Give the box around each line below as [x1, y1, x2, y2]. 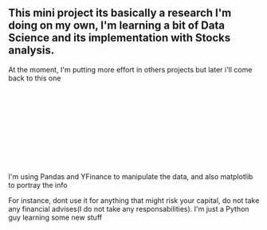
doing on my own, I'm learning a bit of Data [8, 19, 226, 33]
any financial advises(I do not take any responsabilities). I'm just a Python [8, 204, 249, 213]
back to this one [8, 73, 61, 83]
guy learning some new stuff [8, 212, 102, 222]
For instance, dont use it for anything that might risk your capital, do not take [8, 195, 260, 205]
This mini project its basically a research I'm [8, 6, 232, 20]
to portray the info [8, 180, 68, 189]
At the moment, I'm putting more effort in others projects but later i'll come [8, 64, 253, 74]
